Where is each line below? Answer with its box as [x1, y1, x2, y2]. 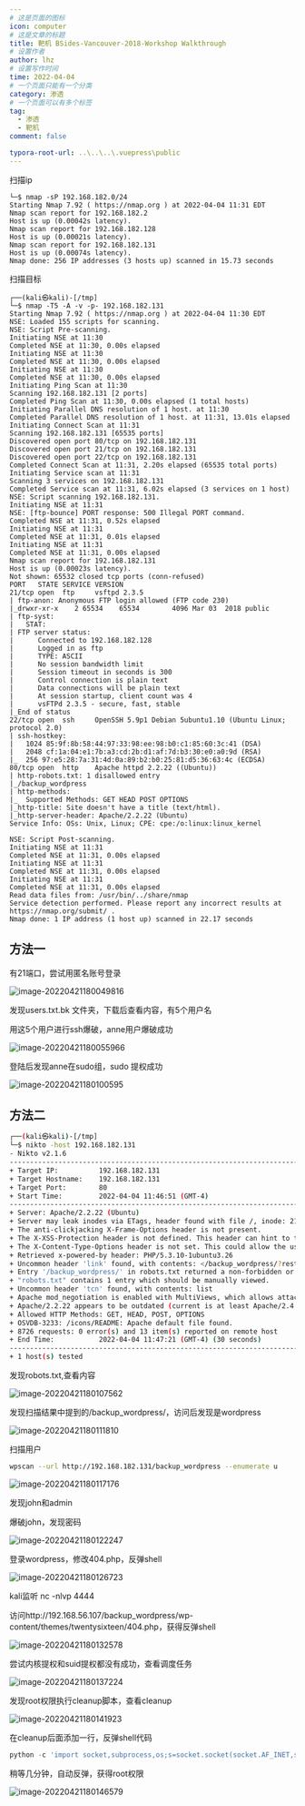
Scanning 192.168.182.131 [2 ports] [9, 389, 148, 398]
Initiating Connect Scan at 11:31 [9, 421, 141, 430]
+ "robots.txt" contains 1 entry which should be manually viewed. [9, 1276, 271, 1285]
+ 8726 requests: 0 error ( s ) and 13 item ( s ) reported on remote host [9, 1326, 279, 1336]
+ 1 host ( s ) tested [9, 1353, 84, 1362]
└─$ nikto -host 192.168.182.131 [9, 1141, 136, 1150]
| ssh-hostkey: [9, 731, 67, 740]
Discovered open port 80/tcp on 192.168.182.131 [9, 436, 197, 446]
